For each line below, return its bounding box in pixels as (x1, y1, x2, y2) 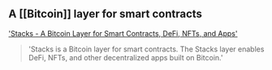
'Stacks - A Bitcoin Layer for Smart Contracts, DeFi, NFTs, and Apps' (8, 28, 238, 38)
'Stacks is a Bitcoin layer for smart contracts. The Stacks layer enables (28, 44, 265, 54)
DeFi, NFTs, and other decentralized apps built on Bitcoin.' (28, 52, 223, 62)
